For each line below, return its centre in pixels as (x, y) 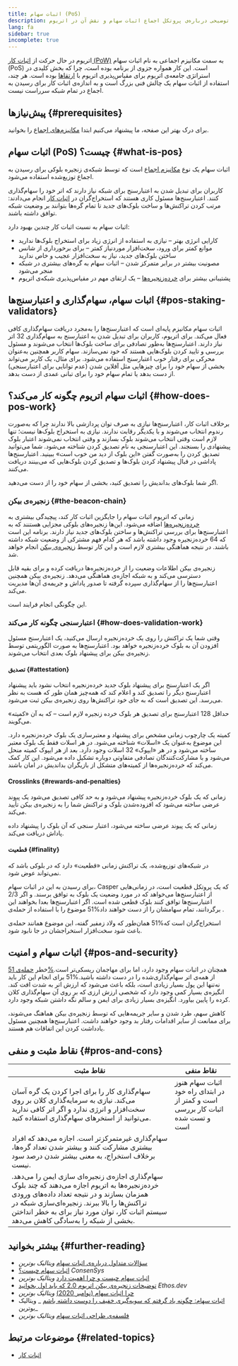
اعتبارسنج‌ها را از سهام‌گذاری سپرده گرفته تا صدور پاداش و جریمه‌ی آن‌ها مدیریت (113, 583)
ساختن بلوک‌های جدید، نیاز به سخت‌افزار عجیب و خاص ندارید (97, 255)
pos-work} (32, 407)
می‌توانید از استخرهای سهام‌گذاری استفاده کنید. (81, 1118)
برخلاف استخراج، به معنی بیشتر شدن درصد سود (84, 1156)
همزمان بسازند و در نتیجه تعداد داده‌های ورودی (80, 1194)
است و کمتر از (196, 1100)
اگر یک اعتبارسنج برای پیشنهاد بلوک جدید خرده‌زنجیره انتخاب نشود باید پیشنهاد (109, 685)
